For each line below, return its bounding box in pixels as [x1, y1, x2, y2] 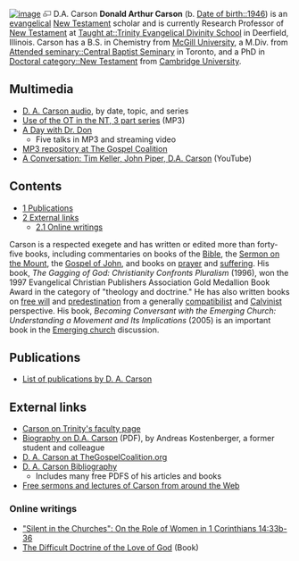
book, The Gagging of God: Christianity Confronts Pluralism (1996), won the [9, 267, 289, 278]
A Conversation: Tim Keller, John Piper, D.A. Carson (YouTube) [21, 153, 253, 163]
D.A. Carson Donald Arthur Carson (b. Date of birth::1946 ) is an [53, 9, 288, 19]
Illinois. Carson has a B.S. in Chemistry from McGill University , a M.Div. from [9, 37, 288, 47]
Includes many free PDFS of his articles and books [35, 471, 221, 481]
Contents [9, 179, 62, 194]
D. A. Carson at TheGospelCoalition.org [21, 452, 168, 463]
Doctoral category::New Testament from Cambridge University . [9, 56, 242, 66]
